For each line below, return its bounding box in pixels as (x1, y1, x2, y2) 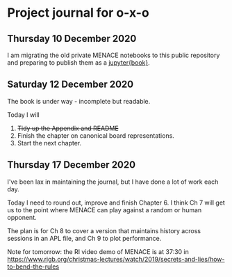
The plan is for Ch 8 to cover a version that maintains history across (7, 226, 201, 235)
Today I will (7, 110, 40, 119)
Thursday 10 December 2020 (7, 33, 137, 45)
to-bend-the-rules (7, 262, 60, 271)
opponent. (7, 213, 37, 221)
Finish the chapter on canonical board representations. (17, 131, 175, 140)
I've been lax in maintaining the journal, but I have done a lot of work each (7, 177, 219, 186)
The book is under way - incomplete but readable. (7, 97, 151, 105)
